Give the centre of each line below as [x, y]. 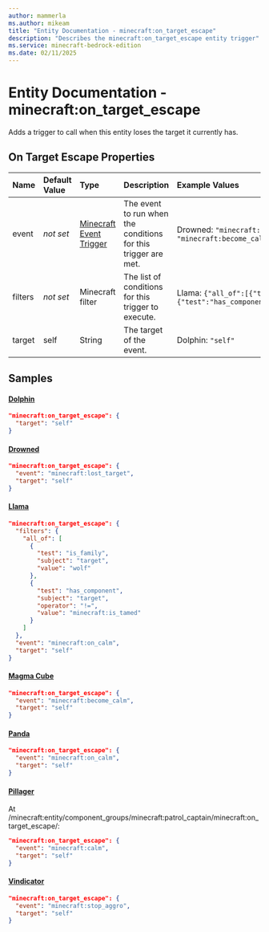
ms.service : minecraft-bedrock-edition [75, 46]
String [91, 340]
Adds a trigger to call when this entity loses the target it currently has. [123, 132]
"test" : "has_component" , [80, 591]
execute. [140, 316]
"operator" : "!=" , [68, 606]
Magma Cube [31, 676]
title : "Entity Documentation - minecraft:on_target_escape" [112, 31]
